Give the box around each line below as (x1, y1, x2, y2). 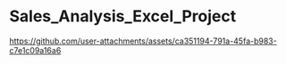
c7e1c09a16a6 (9, 44, 62, 55)
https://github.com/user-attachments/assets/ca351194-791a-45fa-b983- (9, 36, 277, 46)
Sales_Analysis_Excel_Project (9, 6, 237, 27)
